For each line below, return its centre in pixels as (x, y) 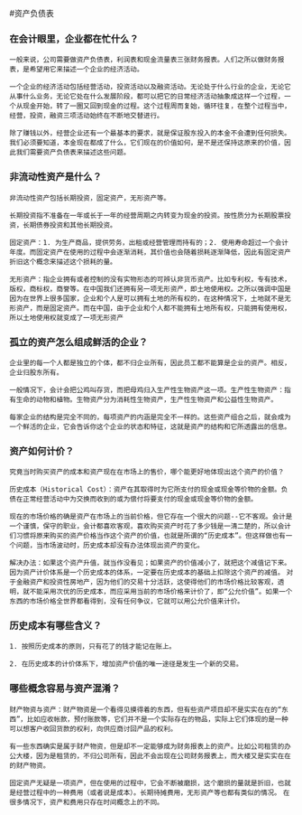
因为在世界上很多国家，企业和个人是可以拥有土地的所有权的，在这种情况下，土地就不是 (147, 298)
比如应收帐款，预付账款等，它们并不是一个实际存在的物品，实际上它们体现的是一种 (157, 719)
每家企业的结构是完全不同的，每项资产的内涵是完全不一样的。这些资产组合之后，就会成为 (150, 417)
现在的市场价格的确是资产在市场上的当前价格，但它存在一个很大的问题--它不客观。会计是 (151, 517)
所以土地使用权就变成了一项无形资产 (67, 318)
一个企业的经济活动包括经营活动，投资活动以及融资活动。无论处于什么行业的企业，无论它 (150, 87)
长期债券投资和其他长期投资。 (69, 225)
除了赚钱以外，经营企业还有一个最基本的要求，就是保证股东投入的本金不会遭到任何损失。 (150, 134)
